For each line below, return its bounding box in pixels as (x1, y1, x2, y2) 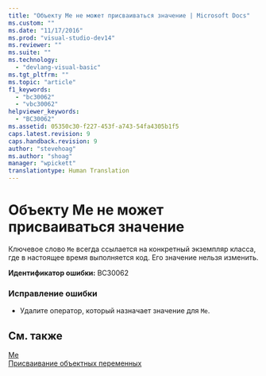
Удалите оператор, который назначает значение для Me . (19, 306, 210, 316)
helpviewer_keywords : (8, 108, 80, 116)
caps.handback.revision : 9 (8, 137, 98, 145)
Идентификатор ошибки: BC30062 (8, 268, 129, 277)
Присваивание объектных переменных (8, 359, 142, 368)
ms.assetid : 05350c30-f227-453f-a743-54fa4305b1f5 (8, 122, 179, 130)
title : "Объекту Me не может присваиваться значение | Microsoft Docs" (8, 11, 250, 20)
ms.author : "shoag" (8, 152, 73, 160)
